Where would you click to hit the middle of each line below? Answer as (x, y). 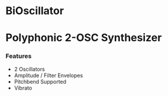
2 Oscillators (29, 69)
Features (19, 56)
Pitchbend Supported (40, 81)
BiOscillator (35, 11)
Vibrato (23, 88)
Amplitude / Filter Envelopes (49, 75)
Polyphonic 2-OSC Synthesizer (84, 38)
